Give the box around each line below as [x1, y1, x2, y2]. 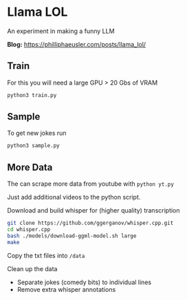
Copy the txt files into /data [7, 251, 85, 259]
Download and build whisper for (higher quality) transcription [7, 206, 180, 215]
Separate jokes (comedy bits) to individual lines [16, 278, 152, 286]
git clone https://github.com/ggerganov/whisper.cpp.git [7, 219, 174, 227]
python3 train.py [7, 92, 57, 98]
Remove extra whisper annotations [16, 285, 116, 293]
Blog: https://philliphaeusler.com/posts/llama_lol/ [7, 40, 146, 48]
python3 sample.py [7, 142, 60, 149]
